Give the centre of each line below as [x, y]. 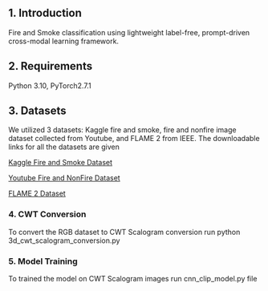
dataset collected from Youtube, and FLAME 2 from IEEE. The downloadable [134, 139]
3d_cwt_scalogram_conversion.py [64, 240]
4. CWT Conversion [47, 214]
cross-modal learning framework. [63, 41]
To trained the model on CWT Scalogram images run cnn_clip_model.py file [133, 279]
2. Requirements [51, 66]
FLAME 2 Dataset [37, 194]
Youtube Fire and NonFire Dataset [64, 178]
